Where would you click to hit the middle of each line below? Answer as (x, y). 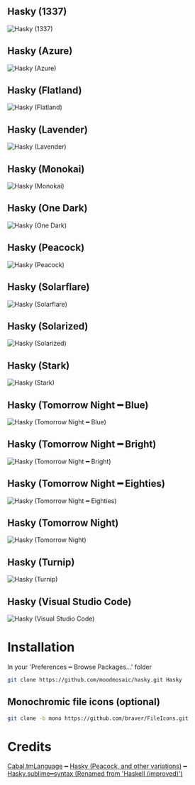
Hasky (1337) (37, 12)
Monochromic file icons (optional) (84, 702)
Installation (41, 647)
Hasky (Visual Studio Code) (69, 602)
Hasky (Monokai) (46, 169)
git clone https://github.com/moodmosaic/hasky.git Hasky (95, 679)
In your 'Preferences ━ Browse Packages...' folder (80, 667)
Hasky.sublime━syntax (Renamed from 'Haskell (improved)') (95, 774)
